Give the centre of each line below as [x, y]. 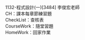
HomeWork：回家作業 [28, 32]
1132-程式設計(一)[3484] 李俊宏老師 [42, 7]
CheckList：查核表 [25, 20]
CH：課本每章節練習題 [29, 13]
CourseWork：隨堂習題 [29, 26]
